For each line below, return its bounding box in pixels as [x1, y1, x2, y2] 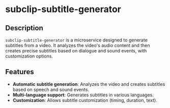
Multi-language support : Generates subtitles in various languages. [12, 92, 154, 98]
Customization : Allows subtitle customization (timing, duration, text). [12, 97, 158, 103]
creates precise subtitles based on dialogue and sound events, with [5, 48, 147, 53]
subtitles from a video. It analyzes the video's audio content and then [5, 42, 150, 48]
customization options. [5, 53, 53, 59]
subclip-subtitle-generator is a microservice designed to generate [5, 37, 148, 43]
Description [5, 24, 43, 32]
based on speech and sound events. [12, 86, 89, 92]
